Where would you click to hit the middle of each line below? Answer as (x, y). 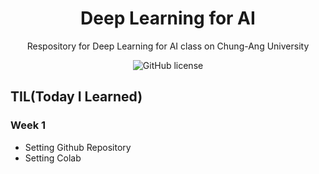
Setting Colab (53, 158)
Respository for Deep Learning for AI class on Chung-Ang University (168, 46)
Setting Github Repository (78, 147)
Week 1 (28, 125)
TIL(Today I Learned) (76, 97)
